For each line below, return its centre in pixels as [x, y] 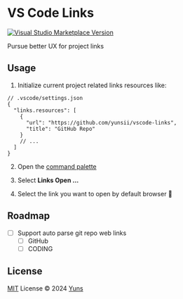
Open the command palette [57, 166]
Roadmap [29, 216]
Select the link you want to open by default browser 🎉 [95, 193]
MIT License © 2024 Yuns [45, 288]
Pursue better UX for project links [55, 46]
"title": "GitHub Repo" [61, 129]
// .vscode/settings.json [45, 98]
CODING [40, 248]
